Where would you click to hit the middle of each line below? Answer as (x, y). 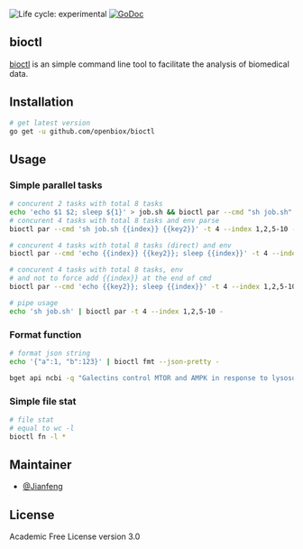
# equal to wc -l (42, 428)
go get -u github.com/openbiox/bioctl (82, 131)
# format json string (50, 353)
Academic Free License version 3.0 (75, 536)
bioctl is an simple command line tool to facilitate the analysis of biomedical (150, 64)
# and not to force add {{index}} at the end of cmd (110, 279)
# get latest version (50, 123)
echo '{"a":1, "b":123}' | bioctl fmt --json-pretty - (115, 361)
